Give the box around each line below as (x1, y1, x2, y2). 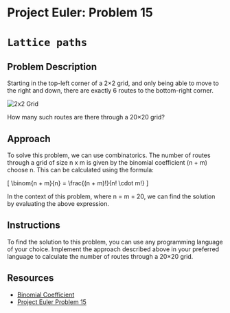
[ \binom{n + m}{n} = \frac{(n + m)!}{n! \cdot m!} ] (7, 179, 149, 187)
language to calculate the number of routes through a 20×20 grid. (7, 252, 194, 260)
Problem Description (7, 60, 97, 73)
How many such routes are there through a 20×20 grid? (7, 113, 165, 121)
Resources (7, 273, 54, 284)
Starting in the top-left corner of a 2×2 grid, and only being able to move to (7, 79, 220, 87)
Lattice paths (7, 36, 88, 49)
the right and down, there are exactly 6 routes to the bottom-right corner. (7, 86, 214, 95)
